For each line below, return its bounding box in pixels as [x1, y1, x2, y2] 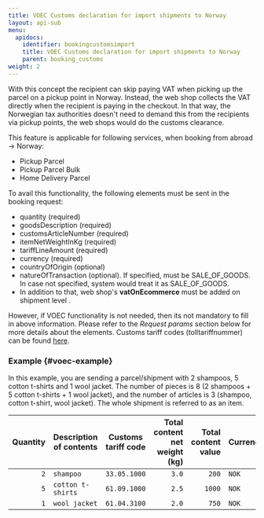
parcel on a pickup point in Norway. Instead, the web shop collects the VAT [8, 92, 251, 102]
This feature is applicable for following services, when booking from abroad [8, 133, 254, 142]
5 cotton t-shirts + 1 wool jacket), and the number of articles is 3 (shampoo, [8, 390, 252, 399]
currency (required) [19, 253, 83, 263]
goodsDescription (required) [19, 220, 112, 230]
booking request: [8, 197, 64, 206]
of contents [53, 442, 98, 453]
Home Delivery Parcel [19, 173, 90, 182]
